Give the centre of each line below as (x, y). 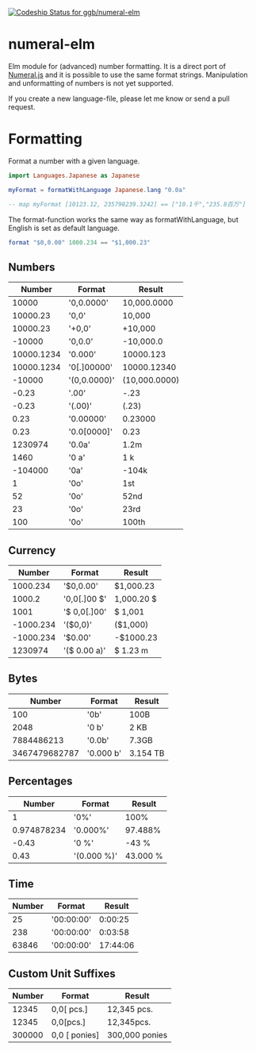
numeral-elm (52, 44)
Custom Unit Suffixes (62, 974)
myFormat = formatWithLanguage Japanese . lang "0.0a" (97, 190)
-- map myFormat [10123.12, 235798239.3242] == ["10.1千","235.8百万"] (127, 204)
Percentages (40, 782)
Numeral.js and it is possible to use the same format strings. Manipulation (128, 75)
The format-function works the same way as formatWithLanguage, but (124, 219)
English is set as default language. (64, 228)
